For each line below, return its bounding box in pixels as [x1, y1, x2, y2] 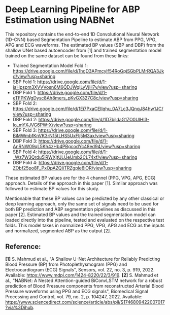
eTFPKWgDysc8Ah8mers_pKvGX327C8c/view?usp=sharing [12, 95, 139, 101]
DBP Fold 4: [12, 159, 38, 165]
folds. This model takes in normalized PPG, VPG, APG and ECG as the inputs [5, 222, 165, 228]
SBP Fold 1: [12, 79, 37, 85]
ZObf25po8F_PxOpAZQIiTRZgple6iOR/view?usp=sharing [12, 165, 132, 171]
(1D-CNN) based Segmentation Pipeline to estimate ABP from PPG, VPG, [5, 37, 157, 43]
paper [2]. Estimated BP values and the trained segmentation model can [5, 212, 156, 218]
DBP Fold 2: [12, 116, 38, 122]
